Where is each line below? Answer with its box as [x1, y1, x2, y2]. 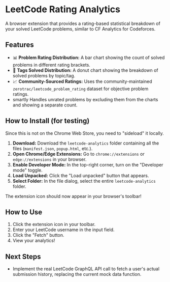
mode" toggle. [12, 167, 43, 173]
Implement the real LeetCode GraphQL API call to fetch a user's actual [12, 266, 160, 272]
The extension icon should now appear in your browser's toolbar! [5, 193, 142, 199]
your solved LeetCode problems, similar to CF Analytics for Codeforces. [5, 25, 156, 32]
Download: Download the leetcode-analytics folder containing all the [12, 140, 159, 146]
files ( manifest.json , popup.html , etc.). [12, 145, 93, 151]
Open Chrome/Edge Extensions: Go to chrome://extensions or [12, 151, 145, 157]
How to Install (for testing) [5, 117, 90, 125]
